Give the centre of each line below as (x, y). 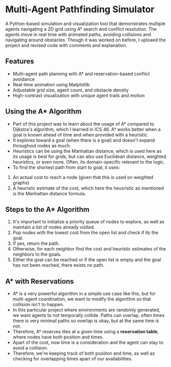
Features (20, 62)
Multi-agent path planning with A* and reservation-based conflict (81, 74)
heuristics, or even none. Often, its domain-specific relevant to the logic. (89, 162)
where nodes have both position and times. (58, 337)
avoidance (23, 79)
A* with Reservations (40, 281)
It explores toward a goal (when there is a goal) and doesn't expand (84, 140)
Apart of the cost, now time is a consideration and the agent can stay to (88, 342)
